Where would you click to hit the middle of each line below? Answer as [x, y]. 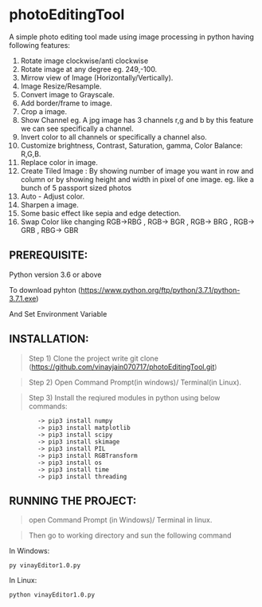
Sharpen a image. [49, 204]
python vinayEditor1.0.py [52, 595]
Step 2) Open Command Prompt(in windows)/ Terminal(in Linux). [135, 382]
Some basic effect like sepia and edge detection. [101, 213]
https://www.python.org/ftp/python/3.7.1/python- [160, 290]
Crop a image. [44, 111]
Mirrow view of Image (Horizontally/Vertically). [97, 77]
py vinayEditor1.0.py [45, 566]
